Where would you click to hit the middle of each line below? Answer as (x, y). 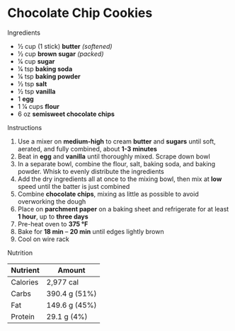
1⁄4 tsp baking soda (45, 69)
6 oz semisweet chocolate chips (66, 114)
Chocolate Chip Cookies (80, 13)
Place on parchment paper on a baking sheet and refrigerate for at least (123, 209)
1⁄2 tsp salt (32, 83)
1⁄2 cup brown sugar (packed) (61, 54)
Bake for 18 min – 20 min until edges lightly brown (91, 231)
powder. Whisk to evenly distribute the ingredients (91, 171)
